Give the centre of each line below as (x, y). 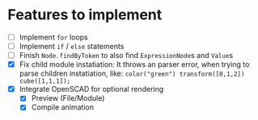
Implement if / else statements (72, 46)
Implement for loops (53, 37)
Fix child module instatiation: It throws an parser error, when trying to (134, 64)
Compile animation (63, 107)
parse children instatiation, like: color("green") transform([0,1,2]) (132, 73)
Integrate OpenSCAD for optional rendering (91, 89)
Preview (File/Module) (68, 98)
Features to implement (85, 15)
